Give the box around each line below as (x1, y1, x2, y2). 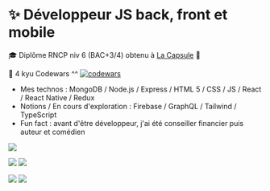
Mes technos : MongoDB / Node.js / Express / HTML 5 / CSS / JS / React (19, 84, 262, 94)
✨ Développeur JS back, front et (8, 6, 228, 24)
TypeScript (19, 110, 57, 120)
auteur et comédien (19, 127, 85, 136)
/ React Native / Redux (19, 92, 95, 102)
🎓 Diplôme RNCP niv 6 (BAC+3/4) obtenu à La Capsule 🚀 (8, 50, 201, 59)
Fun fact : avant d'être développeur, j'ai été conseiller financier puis (19, 118, 244, 128)
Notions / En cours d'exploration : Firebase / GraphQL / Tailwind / (19, 101, 237, 111)
